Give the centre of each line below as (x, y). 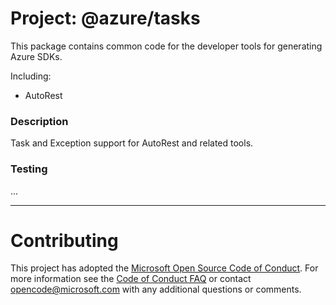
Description (39, 121)
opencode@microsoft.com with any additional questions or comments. (156, 289)
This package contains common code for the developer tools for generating (166, 46)
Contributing (64, 240)
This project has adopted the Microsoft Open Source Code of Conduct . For (164, 268)
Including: (31, 76)
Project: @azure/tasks (105, 18)
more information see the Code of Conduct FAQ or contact (131, 279)
